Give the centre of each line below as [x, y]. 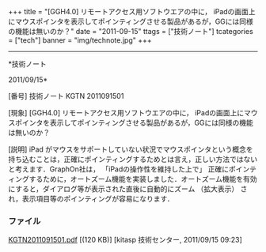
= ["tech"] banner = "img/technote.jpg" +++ [80, 40]
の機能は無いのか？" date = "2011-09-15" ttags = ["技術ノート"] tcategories [131, 31]
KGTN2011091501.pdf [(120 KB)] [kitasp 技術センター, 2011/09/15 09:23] [125, 240]
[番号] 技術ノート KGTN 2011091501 [66, 96]
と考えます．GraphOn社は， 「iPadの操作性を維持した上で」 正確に [119, 169]
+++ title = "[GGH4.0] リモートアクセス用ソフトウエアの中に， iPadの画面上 [132, 11]
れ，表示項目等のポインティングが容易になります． [91, 199]
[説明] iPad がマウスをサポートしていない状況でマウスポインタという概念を [131, 149]
